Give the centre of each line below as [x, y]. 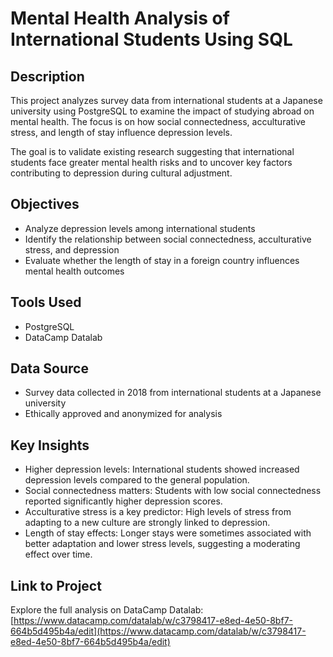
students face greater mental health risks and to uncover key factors [151, 162]
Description [47, 76]
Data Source [49, 368]
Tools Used [46, 302]
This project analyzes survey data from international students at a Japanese [166, 100]
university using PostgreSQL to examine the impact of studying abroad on [162, 111]
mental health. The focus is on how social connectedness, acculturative [158, 121]
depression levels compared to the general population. [137, 480]
